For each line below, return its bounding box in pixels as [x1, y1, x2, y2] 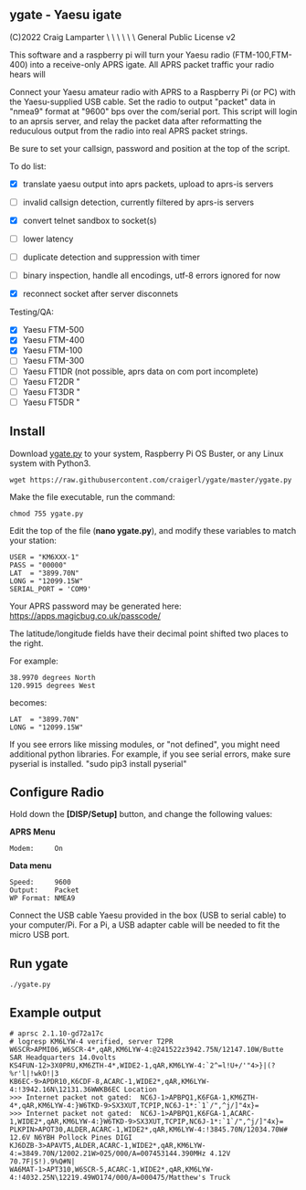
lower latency [22, 233, 74, 244]
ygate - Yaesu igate [9, 7, 122, 23]
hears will [9, 69, 46, 80]
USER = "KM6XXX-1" [9, 552, 79, 561]
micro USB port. [9, 930, 70, 940]
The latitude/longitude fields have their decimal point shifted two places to [9, 628, 290, 639]
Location [123, 1085, 157, 1094]
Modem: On [9, 845, 64, 854]
